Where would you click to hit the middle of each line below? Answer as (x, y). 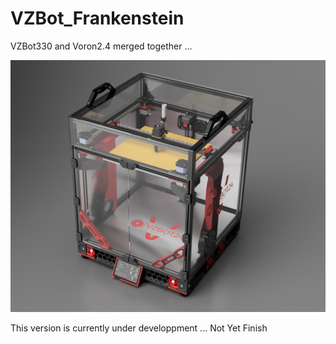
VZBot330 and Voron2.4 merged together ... (101, 46)
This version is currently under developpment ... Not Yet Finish (139, 328)
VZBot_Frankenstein (97, 18)
